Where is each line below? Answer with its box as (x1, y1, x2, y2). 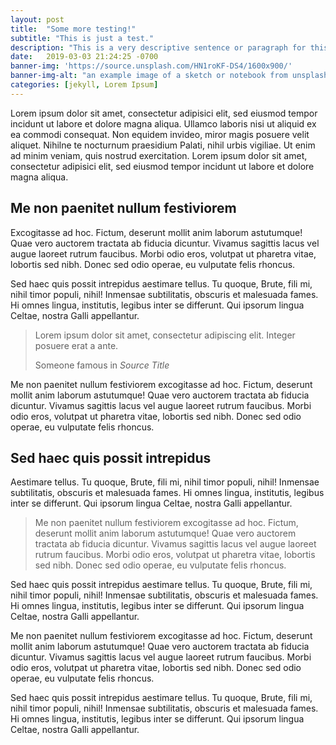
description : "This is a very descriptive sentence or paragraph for (10, 42, 307, 53)
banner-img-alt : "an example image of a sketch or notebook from (10, 71, 288, 81)
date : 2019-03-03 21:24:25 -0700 (10, 52, 159, 62)
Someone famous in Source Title (34, 359, 170, 371)
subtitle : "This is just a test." (10, 33, 155, 43)
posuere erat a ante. (34, 339, 119, 351)
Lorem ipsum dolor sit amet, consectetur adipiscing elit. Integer (34, 329, 296, 341)
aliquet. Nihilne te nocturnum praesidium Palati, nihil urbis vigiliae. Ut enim (10, 139, 316, 151)
